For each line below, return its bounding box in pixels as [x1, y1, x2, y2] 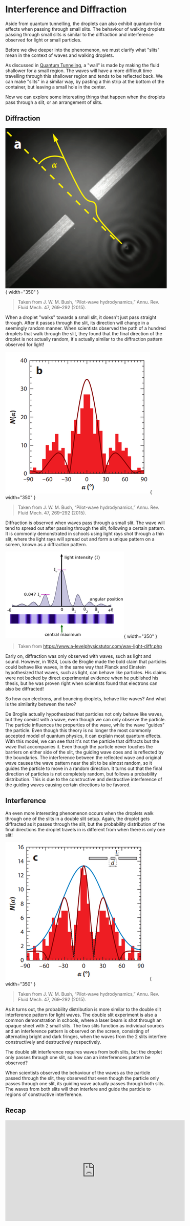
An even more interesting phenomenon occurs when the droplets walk [5, 810, 154, 816]
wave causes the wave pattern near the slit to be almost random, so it [5, 760, 153, 766]
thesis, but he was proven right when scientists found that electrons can [5, 680, 158, 686]
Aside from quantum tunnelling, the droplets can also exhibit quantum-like [5, 20, 162, 27]
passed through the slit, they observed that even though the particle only [5, 1075, 159, 1081]
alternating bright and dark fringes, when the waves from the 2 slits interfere [5, 1033, 167, 1040]
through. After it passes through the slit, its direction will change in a [5, 319, 150, 326]
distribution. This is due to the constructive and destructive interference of [5, 776, 162, 782]
